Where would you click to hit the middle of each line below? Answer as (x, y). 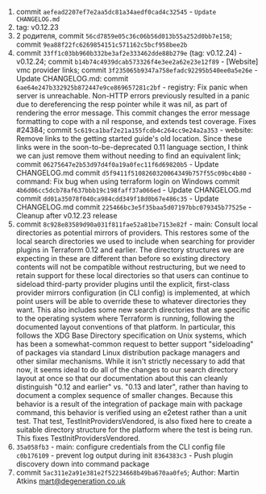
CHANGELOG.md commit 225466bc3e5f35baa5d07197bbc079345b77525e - (134, 207)
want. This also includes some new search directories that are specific (133, 310)
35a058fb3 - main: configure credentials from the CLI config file (121, 447)
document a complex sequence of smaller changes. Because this (125, 395)
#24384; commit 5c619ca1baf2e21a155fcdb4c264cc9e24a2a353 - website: (135, 130)
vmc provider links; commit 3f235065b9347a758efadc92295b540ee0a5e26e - (137, 70)
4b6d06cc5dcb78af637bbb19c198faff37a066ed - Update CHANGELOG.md (133, 190)
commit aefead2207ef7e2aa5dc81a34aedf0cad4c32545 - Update (116, 12)
